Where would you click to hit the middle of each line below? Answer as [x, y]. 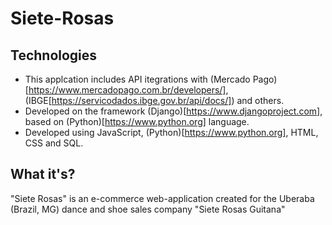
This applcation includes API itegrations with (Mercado [137, 79]
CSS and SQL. [54, 143]
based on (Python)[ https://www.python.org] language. [137, 121]
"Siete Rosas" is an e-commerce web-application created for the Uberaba [162, 198]
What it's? [43, 174]
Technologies [54, 55]
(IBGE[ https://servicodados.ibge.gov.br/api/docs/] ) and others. [154, 100]
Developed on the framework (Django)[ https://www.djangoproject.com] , [173, 111]
